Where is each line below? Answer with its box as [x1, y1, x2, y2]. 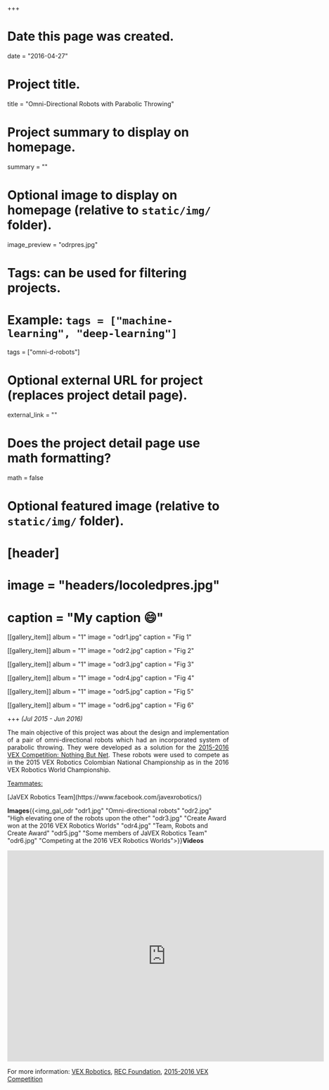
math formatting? [7, 450, 111, 466]
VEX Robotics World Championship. [7, 766, 111, 774]
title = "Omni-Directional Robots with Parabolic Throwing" [7, 99, 174, 108]
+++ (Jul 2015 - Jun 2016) [7, 715, 83, 723]
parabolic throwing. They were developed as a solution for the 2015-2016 [7, 743, 229, 752]
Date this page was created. [7, 29, 174, 44]
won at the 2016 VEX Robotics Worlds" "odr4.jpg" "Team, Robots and [7, 821, 209, 830]
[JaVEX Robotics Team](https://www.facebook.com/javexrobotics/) [7, 793, 202, 801]
